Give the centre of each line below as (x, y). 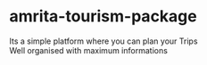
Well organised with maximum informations (88, 50)
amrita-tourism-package (103, 16)
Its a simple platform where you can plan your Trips (103, 41)
